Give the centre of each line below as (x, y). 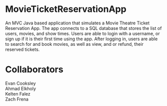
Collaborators (34, 69)
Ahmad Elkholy (21, 89)
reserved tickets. (22, 49)
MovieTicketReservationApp (66, 9)
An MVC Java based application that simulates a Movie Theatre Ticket (77, 23)
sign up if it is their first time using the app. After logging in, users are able (81, 39)
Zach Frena (17, 99)
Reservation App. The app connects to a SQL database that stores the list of (83, 28)
